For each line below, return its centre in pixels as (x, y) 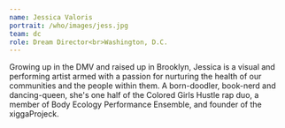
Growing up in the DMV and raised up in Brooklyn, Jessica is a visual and (142, 67)
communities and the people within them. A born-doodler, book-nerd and (142, 86)
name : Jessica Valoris (51, 17)
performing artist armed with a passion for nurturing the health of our (135, 77)
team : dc (25, 34)
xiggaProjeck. (34, 114)
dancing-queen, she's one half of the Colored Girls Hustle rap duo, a (134, 95)
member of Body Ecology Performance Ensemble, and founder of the (136, 105)
